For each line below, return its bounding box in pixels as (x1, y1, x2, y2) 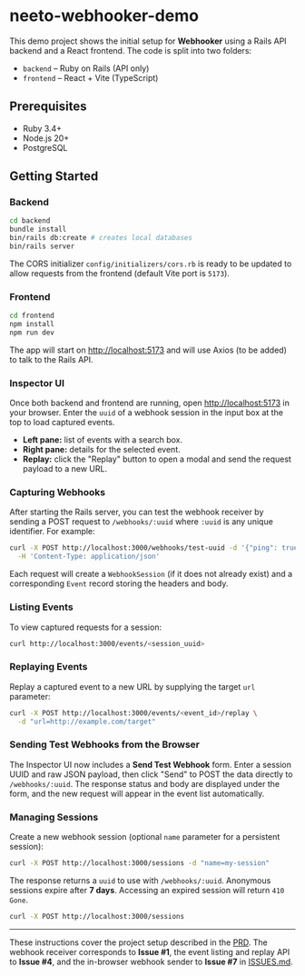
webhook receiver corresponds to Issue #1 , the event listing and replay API (9, 946, 290, 957)
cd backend (9, 216, 51, 225)
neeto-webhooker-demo (9, 5, 200, 26)
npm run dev (9, 328, 54, 337)
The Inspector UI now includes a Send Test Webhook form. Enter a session (9, 759, 292, 770)
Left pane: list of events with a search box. (22, 434, 183, 445)
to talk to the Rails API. (9, 354, 93, 364)
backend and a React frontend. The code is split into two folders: (9, 45, 252, 55)
